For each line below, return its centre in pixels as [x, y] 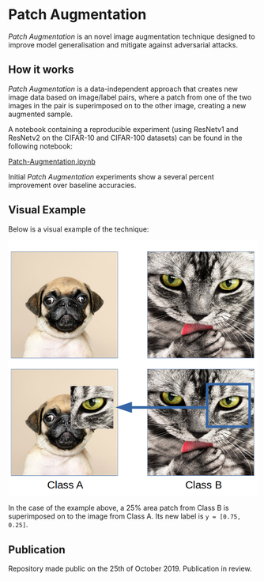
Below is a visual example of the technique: [79, 229]
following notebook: [41, 146]
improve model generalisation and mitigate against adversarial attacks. [123, 44]
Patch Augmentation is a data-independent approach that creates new [123, 89]
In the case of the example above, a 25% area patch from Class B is [119, 508]
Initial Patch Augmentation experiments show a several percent [111, 176]
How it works [41, 70]
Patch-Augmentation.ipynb [52, 161]
